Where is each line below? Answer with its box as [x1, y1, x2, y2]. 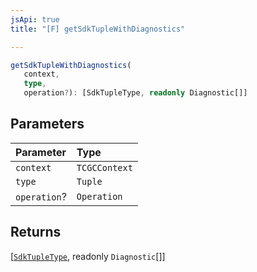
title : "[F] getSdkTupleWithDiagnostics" [10, 24, 186, 34]
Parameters [10, 116, 85, 133]
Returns [10, 224, 62, 241]
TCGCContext [76, 162, 133, 173]
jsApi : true [10, 14, 60, 25]
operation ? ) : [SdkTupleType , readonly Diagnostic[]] [23, 88, 248, 98]
